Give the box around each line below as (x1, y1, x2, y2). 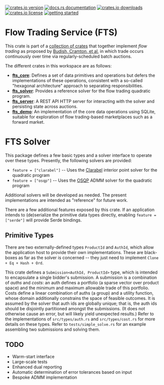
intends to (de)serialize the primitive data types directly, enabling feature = (5, 212, 157, 217)
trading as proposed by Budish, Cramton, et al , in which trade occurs (5, 48, 144, 54)
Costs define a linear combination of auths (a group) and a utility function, (5, 290, 154, 296)
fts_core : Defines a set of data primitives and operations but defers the (12, 72, 155, 78)
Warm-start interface (12, 353, 55, 359)
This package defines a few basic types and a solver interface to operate (5, 152, 152, 158)
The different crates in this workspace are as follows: (5, 63, 112, 68)
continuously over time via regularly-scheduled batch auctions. (5, 53, 132, 59)
